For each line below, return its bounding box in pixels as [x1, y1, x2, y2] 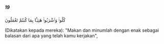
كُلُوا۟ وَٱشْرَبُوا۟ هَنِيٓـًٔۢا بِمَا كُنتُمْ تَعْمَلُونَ [5, 17, 66, 23]
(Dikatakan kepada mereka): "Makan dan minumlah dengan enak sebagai [5, 27, 159, 33]
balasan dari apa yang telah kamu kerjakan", [5, 32, 98, 38]
